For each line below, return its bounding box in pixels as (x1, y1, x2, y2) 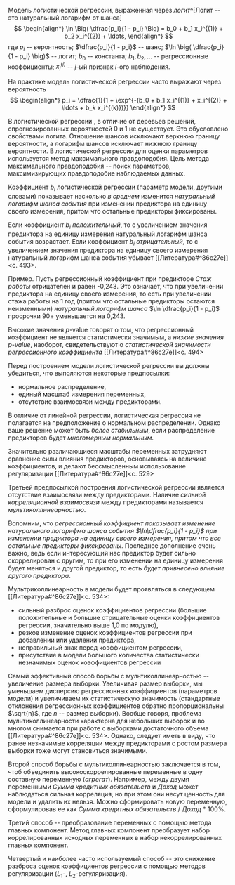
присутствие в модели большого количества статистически (18, 651, 199, 660)
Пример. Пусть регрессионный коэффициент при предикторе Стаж (8, 275, 212, 283)
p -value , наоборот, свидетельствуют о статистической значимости (8, 341, 211, 349)
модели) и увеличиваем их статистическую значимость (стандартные (8, 695, 220, 703)
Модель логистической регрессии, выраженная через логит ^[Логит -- (8, 6, 220, 14)
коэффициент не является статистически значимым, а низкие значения (8, 333, 224, 341)
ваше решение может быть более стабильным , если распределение (8, 426, 215, 435)
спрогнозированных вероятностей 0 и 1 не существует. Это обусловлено (8, 124, 229, 133)
